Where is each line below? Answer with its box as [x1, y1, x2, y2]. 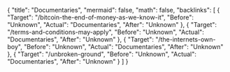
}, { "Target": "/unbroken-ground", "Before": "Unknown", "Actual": [7, 50, 197, 58]
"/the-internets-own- [154, 35, 216, 44]
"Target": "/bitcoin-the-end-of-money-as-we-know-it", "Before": [7, 13, 194, 21]
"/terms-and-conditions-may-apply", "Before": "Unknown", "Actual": [7, 28, 204, 36]
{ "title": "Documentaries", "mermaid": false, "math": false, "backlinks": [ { [7, 6, 220, 14]
